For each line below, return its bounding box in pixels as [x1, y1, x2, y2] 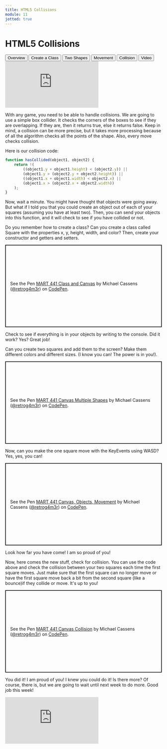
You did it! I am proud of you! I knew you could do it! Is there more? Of [5, 677, 149, 683]
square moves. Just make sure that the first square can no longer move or [5, 570, 157, 576]
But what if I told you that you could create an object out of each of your [5, 204, 153, 210]
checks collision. [5, 138, 40, 144]
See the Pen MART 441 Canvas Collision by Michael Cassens [10, 626, 135, 632]
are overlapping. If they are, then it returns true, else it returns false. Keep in [5, 122, 161, 128]
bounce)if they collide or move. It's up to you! [5, 580, 98, 586]
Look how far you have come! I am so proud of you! [5, 550, 111, 556]
